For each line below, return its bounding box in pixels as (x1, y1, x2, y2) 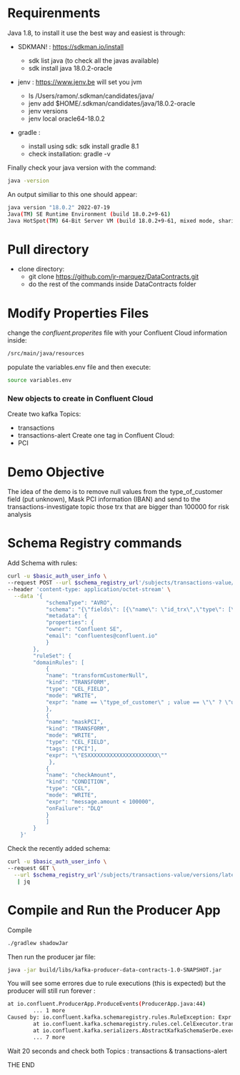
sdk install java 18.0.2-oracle (28, 64, 113, 72)
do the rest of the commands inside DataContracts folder (28, 280, 196, 288)
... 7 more (33, 1034, 66, 1041)
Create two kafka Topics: (7, 410, 81, 418)
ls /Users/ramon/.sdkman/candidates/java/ (28, 91, 155, 100)
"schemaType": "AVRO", (45, 599, 114, 606)
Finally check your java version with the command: (7, 163, 157, 172)
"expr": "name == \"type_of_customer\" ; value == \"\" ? (45, 698, 222, 706)
